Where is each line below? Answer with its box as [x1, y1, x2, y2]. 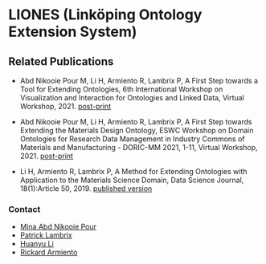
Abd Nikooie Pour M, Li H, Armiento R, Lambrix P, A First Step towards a [19, 76, 259, 85]
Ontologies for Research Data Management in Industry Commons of [19, 134, 245, 144]
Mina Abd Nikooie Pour [19, 222, 97, 232]
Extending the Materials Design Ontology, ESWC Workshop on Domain [19, 126, 254, 135]
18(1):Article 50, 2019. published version [19, 184, 153, 193]
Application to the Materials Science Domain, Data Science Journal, [19, 175, 244, 185]
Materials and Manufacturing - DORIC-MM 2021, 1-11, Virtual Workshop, [19, 143, 259, 152]
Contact [8, 203, 41, 214]
